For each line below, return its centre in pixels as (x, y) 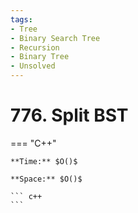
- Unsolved (33, 66)
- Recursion (35, 47)
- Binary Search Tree (55, 38)
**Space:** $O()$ (46, 179)
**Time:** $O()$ (44, 161)
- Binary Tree (40, 57)
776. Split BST (69, 115)
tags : (21, 19)
